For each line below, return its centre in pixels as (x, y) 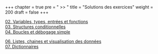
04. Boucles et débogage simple (38, 32)
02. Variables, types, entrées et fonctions (46, 22)
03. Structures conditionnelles (35, 27)
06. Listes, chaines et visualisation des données (53, 41)
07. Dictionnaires (22, 46)
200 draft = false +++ (27, 12)
